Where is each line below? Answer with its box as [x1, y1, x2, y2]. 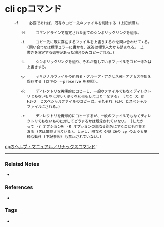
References [5, 184, 33, 190]
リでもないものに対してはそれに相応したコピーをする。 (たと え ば [26, 94, 145, 99]
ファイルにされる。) [26, 104, 60, 109]
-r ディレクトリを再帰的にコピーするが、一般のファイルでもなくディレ [20, 113, 151, 118]
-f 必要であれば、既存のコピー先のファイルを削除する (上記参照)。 [14, 20, 141, 26]
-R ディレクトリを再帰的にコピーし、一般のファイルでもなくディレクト [20, 89, 152, 94]
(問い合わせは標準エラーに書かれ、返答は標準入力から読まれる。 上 [26, 45, 144, 50]
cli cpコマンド [5, 3, 62, 15]
